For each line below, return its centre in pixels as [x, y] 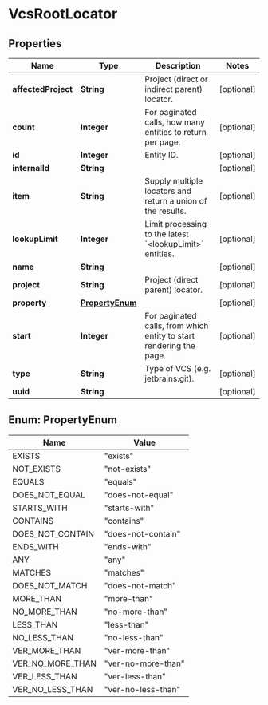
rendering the [170, 346]
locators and [168, 191]
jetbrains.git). [169, 378]
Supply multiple [174, 181]
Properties [35, 44]
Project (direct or [177, 79]
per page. [163, 142]
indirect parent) [174, 89]
